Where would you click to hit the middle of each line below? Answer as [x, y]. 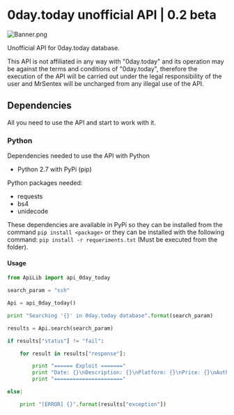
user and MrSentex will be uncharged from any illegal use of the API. [106, 83]
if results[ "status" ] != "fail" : [56, 341]
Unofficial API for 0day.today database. [63, 48]
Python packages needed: [45, 183]
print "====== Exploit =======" [79, 366]
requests [30, 196]
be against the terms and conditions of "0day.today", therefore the [102, 68]
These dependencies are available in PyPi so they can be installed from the [115, 225]
